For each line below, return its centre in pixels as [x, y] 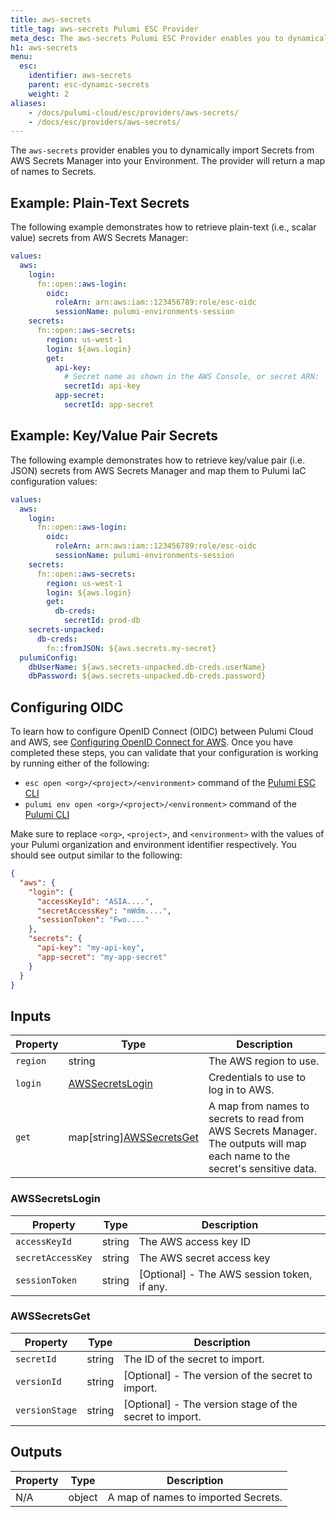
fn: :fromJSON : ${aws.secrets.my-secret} [131, 648]
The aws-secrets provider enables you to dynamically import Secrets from [162, 150]
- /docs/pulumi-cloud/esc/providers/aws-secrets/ [134, 112]
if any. [153, 1286]
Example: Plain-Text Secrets [100, 202]
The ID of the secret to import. [194, 1359]
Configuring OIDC [67, 707]
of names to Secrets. [53, 172]
